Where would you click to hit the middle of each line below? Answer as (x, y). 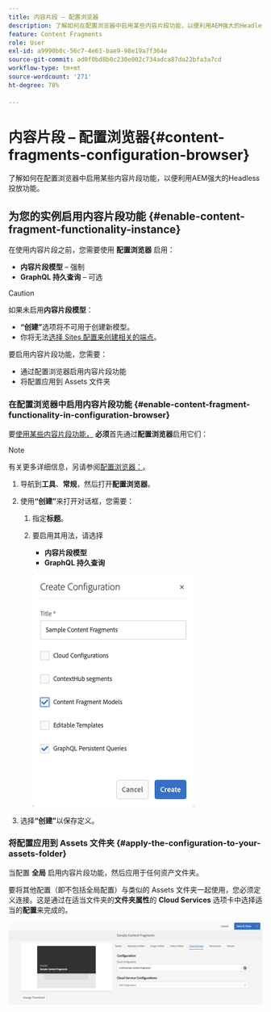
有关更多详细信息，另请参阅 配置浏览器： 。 (79, 466)
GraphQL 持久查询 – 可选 (61, 277)
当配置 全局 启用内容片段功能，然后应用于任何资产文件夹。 (106, 872)
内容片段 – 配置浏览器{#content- (117, 137)
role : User (27, 43)
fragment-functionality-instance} (95, 229)
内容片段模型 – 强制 (52, 267)
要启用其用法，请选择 (67, 535)
